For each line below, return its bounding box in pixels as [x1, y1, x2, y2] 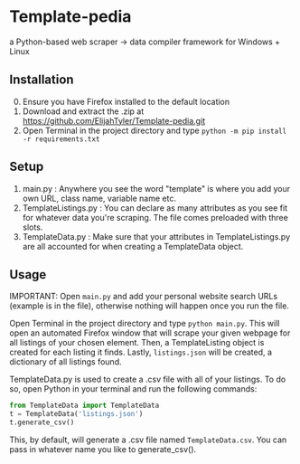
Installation [9, 72, 74, 88]
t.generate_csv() [9, 418, 75, 427]
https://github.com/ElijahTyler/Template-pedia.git [22, 115, 206, 126]
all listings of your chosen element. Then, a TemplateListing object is [9, 337, 265, 348]
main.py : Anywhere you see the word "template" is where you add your [22, 183, 291, 194]
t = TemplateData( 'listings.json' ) [9, 410, 144, 419]
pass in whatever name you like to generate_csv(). [9, 444, 197, 454]
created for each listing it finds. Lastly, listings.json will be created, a [9, 346, 273, 358]
